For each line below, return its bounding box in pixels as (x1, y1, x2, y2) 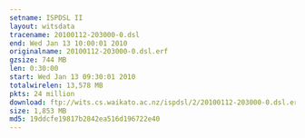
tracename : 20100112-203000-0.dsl (9, 30, 141, 39)
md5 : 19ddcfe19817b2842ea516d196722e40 (9, 114, 161, 123)
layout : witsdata (9, 22, 75, 31)
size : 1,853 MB (9, 106, 67, 115)
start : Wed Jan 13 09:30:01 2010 (9, 73, 136, 82)
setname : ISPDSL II (9, 13, 84, 23)
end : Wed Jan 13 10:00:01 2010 (9, 38, 128, 48)
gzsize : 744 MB (9, 55, 67, 64)
